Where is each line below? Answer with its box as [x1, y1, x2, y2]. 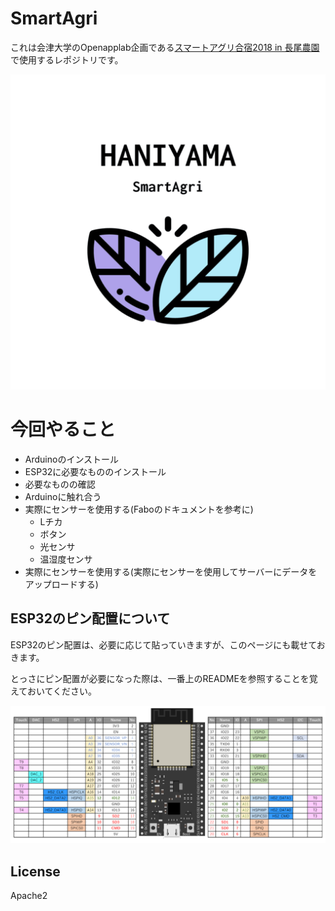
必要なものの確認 [24, 478, 96, 490]
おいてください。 [26, 685, 98, 697]
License [10, 863, 61, 880]
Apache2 [10, 890, 48, 901]
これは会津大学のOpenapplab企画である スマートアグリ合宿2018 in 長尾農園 [10, 41, 320, 53]
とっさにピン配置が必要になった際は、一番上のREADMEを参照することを [10, 672, 310, 684]
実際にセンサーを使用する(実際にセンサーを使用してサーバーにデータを [24, 565, 318, 577]
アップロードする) [24, 578, 99, 590]
